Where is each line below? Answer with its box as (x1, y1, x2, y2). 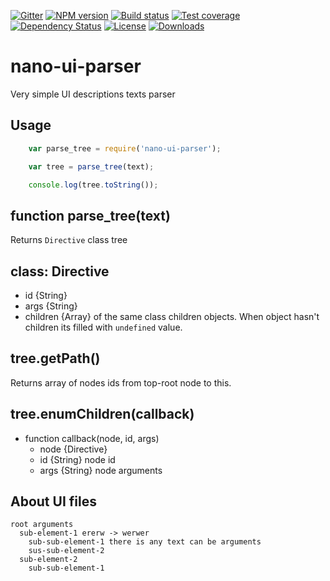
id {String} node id (39, 453, 116, 465)
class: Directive (10, 263, 110, 280)
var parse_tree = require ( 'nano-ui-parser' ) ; (28, 143, 222, 154)
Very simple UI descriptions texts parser (10, 88, 176, 100)
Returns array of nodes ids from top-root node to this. (10, 376, 232, 389)
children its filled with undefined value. (24, 321, 183, 333)
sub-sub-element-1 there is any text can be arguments (28, 537, 262, 547)
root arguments (10, 520, 74, 530)
